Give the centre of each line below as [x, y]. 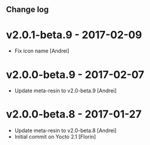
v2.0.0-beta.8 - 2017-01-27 [74, 114]
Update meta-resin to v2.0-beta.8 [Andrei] [65, 130]
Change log [27, 10]
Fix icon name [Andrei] [42, 51]
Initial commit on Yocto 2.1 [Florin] [55, 137]
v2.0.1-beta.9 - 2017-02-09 [74, 35]
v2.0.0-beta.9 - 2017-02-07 [75, 75]
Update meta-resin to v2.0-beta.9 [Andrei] [65, 91]
